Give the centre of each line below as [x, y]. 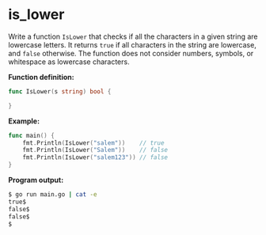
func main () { [32, 135]
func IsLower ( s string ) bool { [60, 91]
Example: [24, 121]
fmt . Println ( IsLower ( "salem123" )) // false [95, 157]
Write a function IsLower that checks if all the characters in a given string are [133, 36]
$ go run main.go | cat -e [53, 195]
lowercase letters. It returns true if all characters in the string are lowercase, [133, 44]
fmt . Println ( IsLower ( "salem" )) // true [93, 143]
